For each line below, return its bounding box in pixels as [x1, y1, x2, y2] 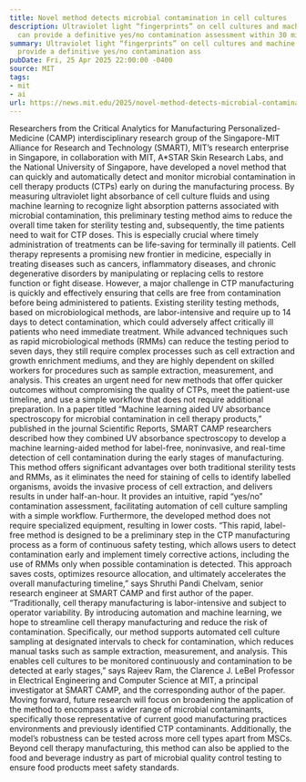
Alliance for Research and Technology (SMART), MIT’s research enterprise [9, 142, 290, 153]
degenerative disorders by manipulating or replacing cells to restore [9, 268, 264, 279]
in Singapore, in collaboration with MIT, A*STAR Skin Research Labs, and [9, 152, 284, 163]
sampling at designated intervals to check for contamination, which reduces [9, 636, 294, 647]
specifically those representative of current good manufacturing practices [9, 714, 287, 725]
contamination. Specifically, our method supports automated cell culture [9, 626, 280, 638]
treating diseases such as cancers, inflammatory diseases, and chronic [9, 259, 277, 270]
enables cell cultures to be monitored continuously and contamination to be [9, 655, 293, 666]
